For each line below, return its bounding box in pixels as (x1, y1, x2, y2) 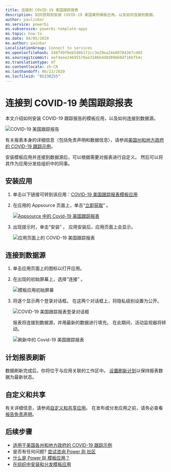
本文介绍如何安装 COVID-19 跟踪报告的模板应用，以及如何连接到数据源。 (5, 115, 158, 121)
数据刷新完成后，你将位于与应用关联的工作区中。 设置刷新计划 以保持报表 (5, 368, 159, 374)
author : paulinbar (5, 17, 44, 22)
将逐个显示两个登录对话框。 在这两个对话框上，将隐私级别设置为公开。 (12, 298, 162, 304)
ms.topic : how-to (5, 31, 42, 36)
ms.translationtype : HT (5, 60, 56, 65)
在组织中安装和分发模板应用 (12, 461, 71, 467)
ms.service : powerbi (5, 21, 50, 27)
